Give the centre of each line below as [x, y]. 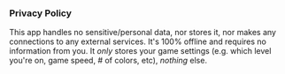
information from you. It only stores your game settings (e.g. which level [140, 51]
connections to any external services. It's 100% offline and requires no [138, 41]
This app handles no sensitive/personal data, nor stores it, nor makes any [143, 33]
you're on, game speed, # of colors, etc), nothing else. [108, 61]
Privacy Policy [41, 13]
